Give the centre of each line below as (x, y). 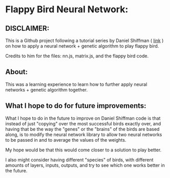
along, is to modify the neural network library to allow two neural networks (84, 135)
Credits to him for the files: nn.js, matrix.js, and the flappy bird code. (77, 56)
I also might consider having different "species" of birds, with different (79, 160)
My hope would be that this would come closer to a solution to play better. (83, 150)
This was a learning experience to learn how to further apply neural (76, 84)
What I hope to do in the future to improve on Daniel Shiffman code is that (83, 118)
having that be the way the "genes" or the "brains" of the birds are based (82, 129)
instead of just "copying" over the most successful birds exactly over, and (83, 123)
